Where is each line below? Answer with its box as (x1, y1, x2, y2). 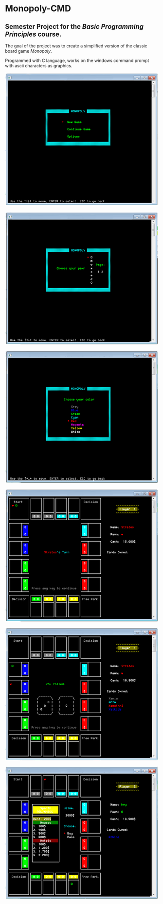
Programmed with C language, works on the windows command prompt (5, 58, 149, 63)
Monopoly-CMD (5, 3, 72, 14)
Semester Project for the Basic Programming (5, 22, 144, 31)
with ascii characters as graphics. (5, 63, 72, 68)
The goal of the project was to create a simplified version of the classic (5, 43, 147, 49)
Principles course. (5, 30, 62, 38)
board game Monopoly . (5, 48, 52, 54)
